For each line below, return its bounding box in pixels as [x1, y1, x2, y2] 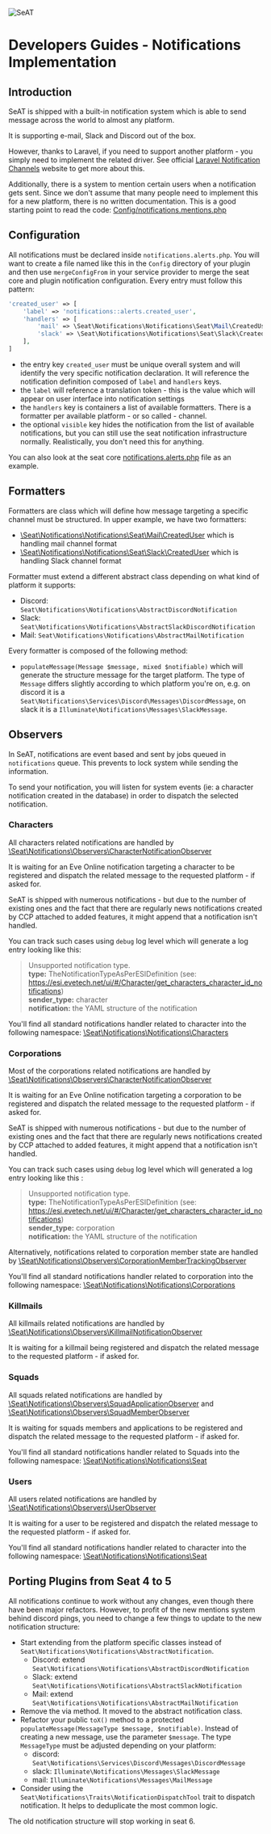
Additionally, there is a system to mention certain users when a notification [8, 179, 256, 189]
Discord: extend [31, 1655, 85, 1664]
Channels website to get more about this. [8, 164, 145, 173]
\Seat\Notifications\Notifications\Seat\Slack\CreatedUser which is [19, 547, 240, 557]
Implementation [8, 53, 117, 72]
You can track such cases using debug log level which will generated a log [8, 1164, 253, 1175]
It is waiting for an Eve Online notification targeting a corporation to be [8, 1091, 242, 1100]
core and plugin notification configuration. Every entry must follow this [8, 276, 243, 285]
